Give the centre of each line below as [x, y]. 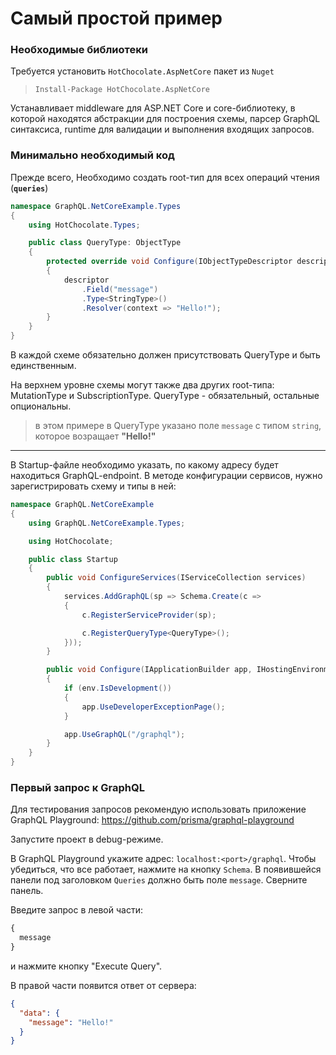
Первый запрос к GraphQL [77, 787]
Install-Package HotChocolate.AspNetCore [122, 90]
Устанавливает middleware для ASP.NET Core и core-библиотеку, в [153, 108]
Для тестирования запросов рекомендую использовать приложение [158, 809]
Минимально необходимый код [92, 155]
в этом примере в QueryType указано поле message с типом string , [178, 426]
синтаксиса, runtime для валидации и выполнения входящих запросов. [162, 129]
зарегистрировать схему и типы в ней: [93, 486]
